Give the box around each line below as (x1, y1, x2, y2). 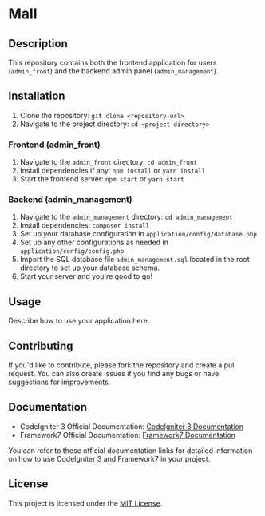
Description (8, 37, 68, 50)
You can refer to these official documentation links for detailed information (8, 445, 253, 455)
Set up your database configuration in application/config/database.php (19, 229, 258, 239)
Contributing (8, 339, 73, 352)
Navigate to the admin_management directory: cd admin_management (19, 212, 233, 222)
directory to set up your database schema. (19, 263, 160, 272)
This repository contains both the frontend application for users (8, 58, 217, 67)
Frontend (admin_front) (8, 139, 101, 150)
